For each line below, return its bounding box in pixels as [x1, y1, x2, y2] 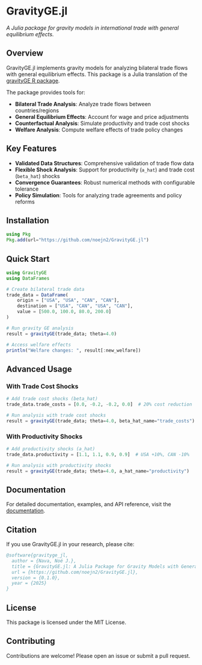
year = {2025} [11, 581, 47, 587]
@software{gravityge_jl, [6, 552, 69, 559]
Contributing [6, 636, 55, 646]
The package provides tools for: [6, 89, 85, 96]
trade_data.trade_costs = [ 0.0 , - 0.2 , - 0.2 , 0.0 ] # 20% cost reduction [6, 401, 192, 407]
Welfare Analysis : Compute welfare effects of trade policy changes [14, 126, 183, 133]
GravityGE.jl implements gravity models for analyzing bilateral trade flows [6, 64, 188, 71]
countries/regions [14, 107, 59, 114]
